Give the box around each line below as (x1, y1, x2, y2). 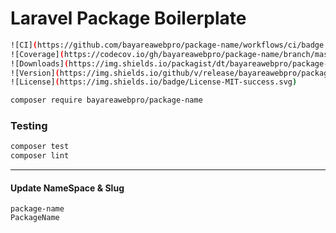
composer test (10, 142, 70, 152)
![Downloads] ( (10, 58, 70, 69)
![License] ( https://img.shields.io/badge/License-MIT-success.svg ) (10, 77, 298, 87)
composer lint (10, 151, 70, 161)
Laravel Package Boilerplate (10, 7, 247, 30)
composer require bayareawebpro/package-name (10, 95, 203, 106)
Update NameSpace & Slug (10, 182, 125, 194)
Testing (10, 119, 48, 133)
